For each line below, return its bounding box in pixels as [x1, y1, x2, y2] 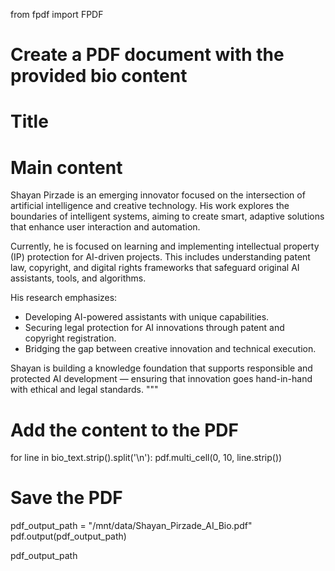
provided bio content [10, 65, 188, 88]
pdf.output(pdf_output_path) [10, 530, 127, 543]
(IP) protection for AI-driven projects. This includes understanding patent [10, 251, 311, 263]
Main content [10, 156, 123, 179]
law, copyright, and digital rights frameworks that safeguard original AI [10, 262, 300, 274]
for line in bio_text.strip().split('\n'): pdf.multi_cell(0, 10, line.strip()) [10, 452, 283, 464]
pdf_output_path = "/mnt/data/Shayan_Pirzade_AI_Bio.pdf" [10, 520, 253, 532]
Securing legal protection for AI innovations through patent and [24, 322, 285, 334]
